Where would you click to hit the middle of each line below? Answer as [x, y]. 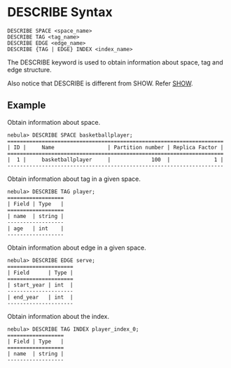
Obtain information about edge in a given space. [77, 247]
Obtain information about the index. [58, 316]
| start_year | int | [40, 285]
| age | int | [36, 229]
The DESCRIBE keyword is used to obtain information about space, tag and [115, 62]
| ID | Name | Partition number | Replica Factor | [115, 147]
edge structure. [30, 69]
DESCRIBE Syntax [60, 12]
